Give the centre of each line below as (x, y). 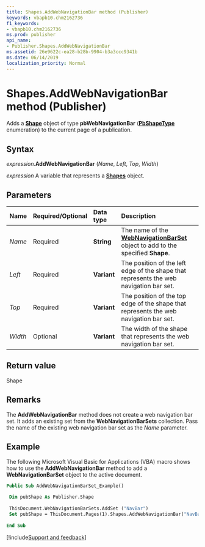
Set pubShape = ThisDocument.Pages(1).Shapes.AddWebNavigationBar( (96, 514)
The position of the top (154, 296)
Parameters (29, 195)
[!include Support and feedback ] (46, 537)
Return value (31, 366)
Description (138, 216)
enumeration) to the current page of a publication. (69, 130)
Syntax (20, 149)
